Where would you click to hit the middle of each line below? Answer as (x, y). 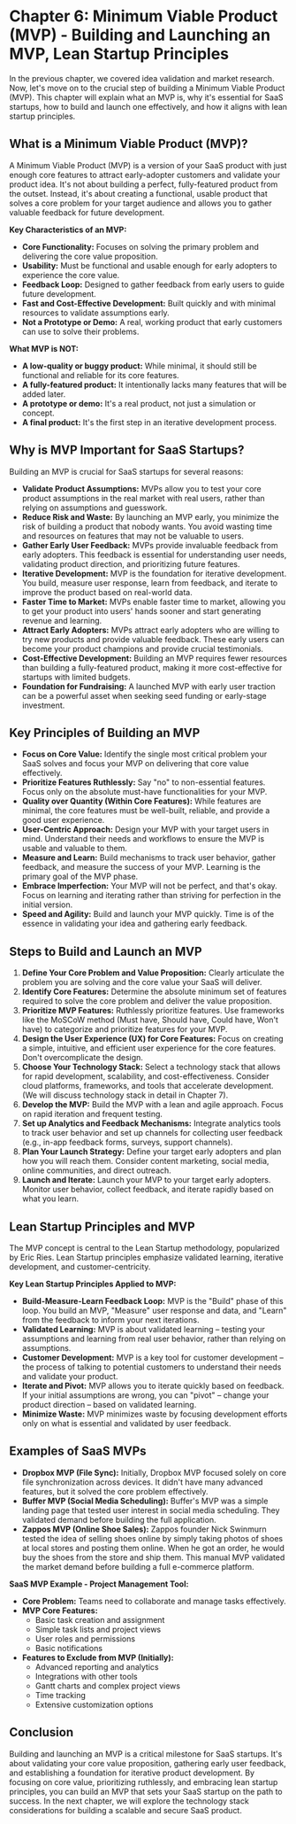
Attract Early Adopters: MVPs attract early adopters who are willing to (151, 630)
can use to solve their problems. (80, 331)
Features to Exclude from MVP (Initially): (98, 1657)
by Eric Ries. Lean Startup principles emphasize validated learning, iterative (147, 1257)
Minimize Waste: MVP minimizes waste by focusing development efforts (155, 1414)
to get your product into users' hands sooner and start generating (141, 611)
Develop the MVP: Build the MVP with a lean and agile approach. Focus (153, 1105)
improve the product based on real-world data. (107, 592)
